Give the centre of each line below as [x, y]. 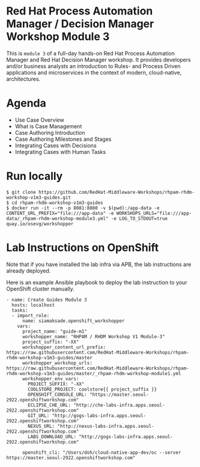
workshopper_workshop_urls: [57, 363]
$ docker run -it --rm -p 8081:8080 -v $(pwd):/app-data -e [83, 208]
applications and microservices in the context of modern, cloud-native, [94, 72]
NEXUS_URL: [41, 426]
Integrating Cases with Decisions [56, 145]
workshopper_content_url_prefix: [64, 347]
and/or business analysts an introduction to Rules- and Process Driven [93, 66]
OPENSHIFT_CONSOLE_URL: [57, 394]
